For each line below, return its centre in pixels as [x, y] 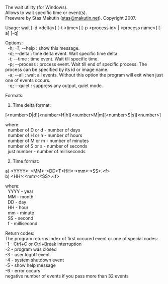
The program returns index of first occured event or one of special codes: [82, 238]
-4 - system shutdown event [35, 260]
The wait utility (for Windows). [36, 7]
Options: [14, 43]
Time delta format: [32, 105]
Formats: [14, 95]
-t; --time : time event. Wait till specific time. [53, 59]
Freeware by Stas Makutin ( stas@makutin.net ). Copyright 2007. [71, 18]
